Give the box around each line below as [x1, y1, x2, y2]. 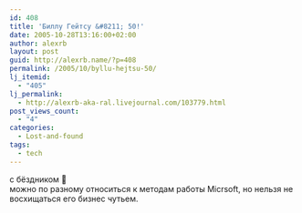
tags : [9, 140, 30, 149]
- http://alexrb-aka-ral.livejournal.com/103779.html [17, 97, 226, 107]
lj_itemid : [9, 73, 51, 82]
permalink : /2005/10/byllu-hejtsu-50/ [9, 65, 157, 74]
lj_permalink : [9, 89, 64, 98]
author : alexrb [9, 38, 68, 48]
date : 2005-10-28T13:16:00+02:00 [9, 30, 137, 39]
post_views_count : [9, 106, 79, 116]
